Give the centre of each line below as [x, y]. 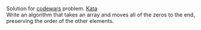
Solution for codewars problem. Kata [52, 9]
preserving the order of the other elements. [60, 21]
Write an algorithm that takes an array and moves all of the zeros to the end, [101, 15]
